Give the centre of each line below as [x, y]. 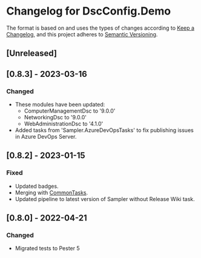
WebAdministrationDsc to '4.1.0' [64, 124]
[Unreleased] [32, 54]
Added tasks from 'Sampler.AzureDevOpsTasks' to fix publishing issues [104, 130]
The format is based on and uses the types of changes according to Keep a [100, 28]
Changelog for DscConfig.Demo [89, 11]
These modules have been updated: [60, 105]
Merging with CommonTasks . [51, 193]
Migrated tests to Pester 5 [47, 248]
